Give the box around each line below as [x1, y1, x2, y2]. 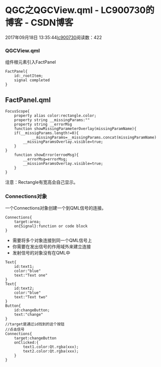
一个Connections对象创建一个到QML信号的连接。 [5, 205, 106, 211]
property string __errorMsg [14, 122, 72, 127]
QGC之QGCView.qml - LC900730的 [5, 4, 155, 16]
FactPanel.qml [5, 96, 51, 104]
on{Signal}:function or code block [14, 224, 88, 229]
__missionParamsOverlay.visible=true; [23, 161, 103, 166]
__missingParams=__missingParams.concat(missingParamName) [31, 135, 157, 140]
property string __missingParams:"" [14, 118, 90, 122]
